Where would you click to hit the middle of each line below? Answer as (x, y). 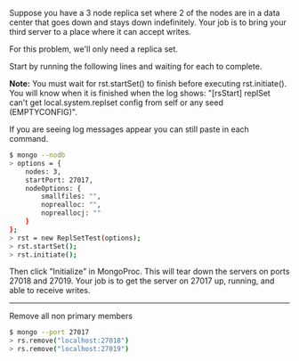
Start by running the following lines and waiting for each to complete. (136, 66)
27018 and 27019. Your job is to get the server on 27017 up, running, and (142, 281)
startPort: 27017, (59, 180)
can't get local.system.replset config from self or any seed (117, 103)
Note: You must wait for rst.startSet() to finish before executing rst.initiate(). (148, 83)
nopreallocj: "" (71, 213)
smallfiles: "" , (71, 197)
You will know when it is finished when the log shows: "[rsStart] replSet (140, 93)
